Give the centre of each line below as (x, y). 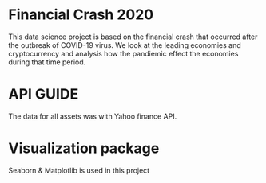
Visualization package (84, 148)
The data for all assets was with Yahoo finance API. (93, 116)
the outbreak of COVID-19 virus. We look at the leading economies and (125, 45)
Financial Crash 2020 (81, 15)
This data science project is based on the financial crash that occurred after (133, 37)
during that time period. (47, 62)
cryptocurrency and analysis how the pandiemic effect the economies (123, 53)
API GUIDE (44, 94)
